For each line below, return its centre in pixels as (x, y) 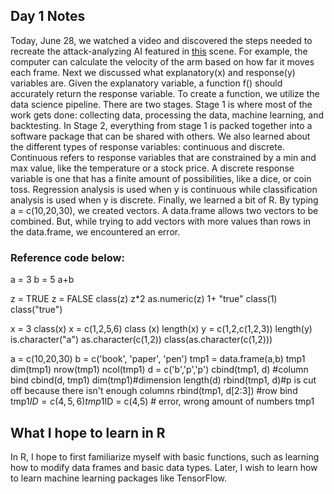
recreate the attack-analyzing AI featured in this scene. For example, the (159, 51)
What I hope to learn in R (88, 432)
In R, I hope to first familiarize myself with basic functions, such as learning (165, 456)
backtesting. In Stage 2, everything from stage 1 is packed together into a (161, 125)
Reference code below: (67, 257)
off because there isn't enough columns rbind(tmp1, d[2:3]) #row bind (154, 391)
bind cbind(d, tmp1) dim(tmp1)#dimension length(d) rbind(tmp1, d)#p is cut (163, 380)
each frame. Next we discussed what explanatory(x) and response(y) (153, 72)
